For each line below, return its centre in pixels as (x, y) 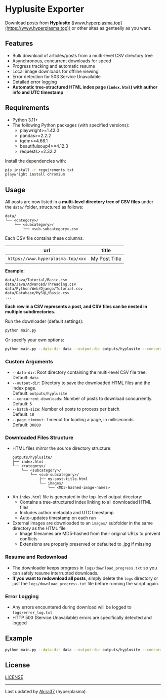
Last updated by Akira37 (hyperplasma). (46, 691)
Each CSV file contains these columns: (44, 238)
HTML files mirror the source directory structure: (62, 448)
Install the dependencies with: (36, 161)
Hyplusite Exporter (45, 9)
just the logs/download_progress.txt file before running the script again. (86, 583)
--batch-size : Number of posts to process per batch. (66, 409)
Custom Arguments (29, 361)
